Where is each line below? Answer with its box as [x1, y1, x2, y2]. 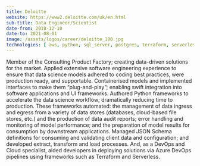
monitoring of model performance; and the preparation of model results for [6, 121, 190, 129]
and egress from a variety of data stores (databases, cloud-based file [6, 108, 177, 116]
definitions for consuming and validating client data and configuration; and [6, 134, 189, 141]
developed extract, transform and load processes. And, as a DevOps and [6, 140, 185, 148]
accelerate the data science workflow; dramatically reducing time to [6, 96, 173, 103]
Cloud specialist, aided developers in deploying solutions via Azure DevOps [6, 146, 192, 154]
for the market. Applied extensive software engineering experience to [6, 64, 177, 71]
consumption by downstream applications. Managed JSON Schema [6, 127, 173, 134]
